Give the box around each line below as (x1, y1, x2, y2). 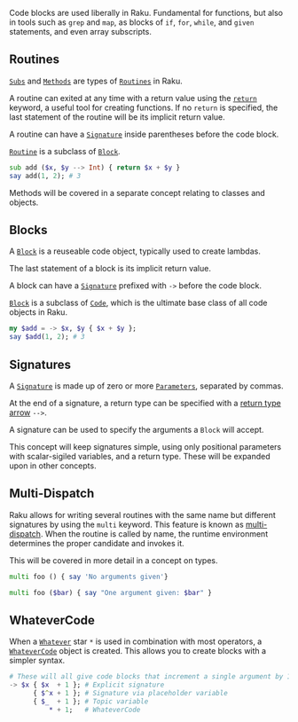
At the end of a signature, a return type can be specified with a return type (9, 397, 281, 408)
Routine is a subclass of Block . (9, 145, 122, 156)
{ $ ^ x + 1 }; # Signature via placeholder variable (32, 689, 228, 698)
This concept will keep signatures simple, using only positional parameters (9, 441, 282, 451)
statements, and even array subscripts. (9, 27, 153, 36)
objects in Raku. (9, 307, 68, 318)
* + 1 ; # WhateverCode (48, 705, 141, 714)
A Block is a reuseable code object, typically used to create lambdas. (9, 246, 262, 256)
